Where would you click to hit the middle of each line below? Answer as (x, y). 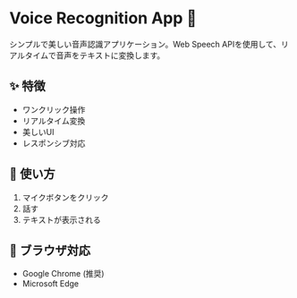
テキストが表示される (61, 219)
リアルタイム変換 (54, 121)
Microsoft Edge (51, 284)
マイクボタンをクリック (65, 197)
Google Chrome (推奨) (63, 274)
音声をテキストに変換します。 (110, 55)
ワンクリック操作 (54, 109)
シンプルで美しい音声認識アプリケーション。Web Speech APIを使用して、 (145, 44)
